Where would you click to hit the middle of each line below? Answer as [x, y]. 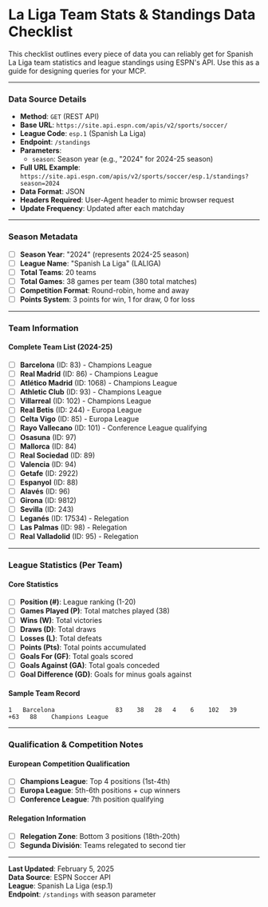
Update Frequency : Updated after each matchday [102, 209]
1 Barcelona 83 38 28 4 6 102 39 [123, 710]
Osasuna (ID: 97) [48, 437]
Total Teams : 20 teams [58, 272]
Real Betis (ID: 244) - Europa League [81, 410]
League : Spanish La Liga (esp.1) [61, 885]
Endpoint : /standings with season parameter [82, 894]
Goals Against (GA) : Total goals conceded [90, 665]
